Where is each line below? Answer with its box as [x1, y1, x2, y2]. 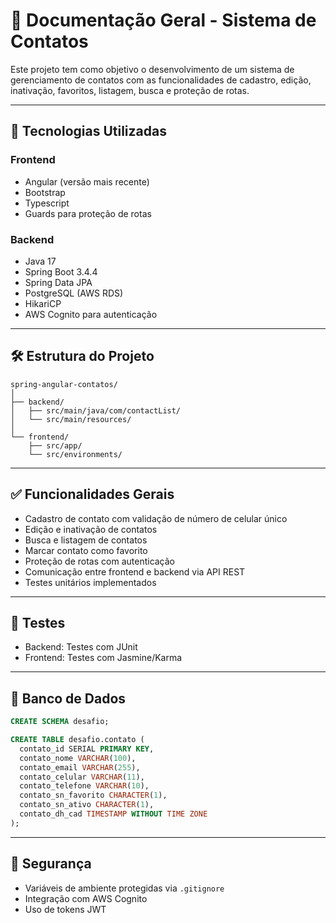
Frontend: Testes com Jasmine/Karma [24, 652, 183, 664]
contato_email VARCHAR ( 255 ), [19, 762, 141, 773]
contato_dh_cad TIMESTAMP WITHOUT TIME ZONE [19, 809, 208, 819]
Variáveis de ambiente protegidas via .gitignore [24, 882, 225, 894]
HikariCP [24, 297, 62, 309]
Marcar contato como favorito [24, 544, 148, 556]
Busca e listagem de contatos [24, 534, 148, 546]
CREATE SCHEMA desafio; [10, 717, 110, 727]
